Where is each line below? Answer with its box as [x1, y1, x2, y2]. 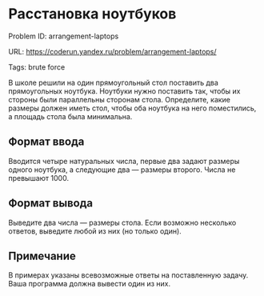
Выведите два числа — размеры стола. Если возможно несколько [8, 218, 237, 227]
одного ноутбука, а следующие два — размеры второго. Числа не [8, 165, 236, 174]
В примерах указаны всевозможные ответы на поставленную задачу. [8, 270, 249, 280]
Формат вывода [8, 197, 94, 210]
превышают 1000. [8, 173, 70, 182]
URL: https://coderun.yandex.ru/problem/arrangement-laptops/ [8, 46, 218, 56]
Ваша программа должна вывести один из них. [8, 279, 170, 289]
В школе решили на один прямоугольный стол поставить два [8, 78, 218, 87]
